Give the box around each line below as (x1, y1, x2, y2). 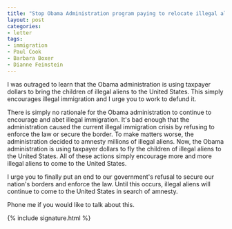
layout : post (7, 17, 45, 23)
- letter (7, 29, 32, 36)
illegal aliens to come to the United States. (7, 159, 127, 167)
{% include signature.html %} (7, 214, 91, 222)
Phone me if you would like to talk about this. (7, 200, 135, 208)
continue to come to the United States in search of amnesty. (7, 187, 178, 195)
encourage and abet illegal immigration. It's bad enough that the (7, 115, 190, 124)
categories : (7, 23, 41, 30)
